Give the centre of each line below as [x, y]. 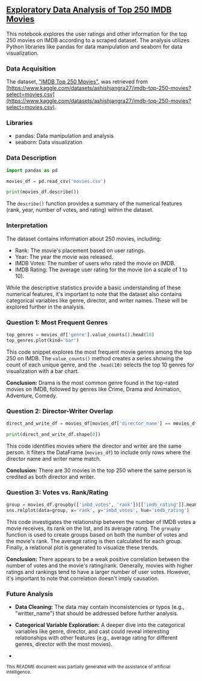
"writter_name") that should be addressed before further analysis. [96, 614]
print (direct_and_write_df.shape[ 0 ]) [54, 434]
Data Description [32, 158]
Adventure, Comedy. [32, 395]
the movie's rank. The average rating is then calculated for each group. [94, 541]
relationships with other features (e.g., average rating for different [96, 638]
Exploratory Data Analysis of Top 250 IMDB [89, 10]
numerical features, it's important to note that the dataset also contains [94, 294]
